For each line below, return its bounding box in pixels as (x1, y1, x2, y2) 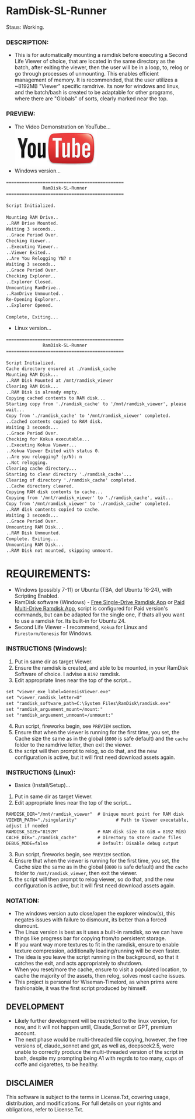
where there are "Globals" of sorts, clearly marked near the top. (14, 95, 168, 102)
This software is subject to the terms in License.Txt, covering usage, (6, 1093, 170, 1100)
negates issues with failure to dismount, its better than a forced (14, 916, 167, 923)
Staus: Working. (6, 23, 45, 30)
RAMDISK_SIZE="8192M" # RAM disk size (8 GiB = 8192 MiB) (6, 829, 187, 835)
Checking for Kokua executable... (6, 436, 90, 442)
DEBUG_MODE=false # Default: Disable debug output (6, 840, 179, 847)
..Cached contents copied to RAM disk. (6, 418, 103, 425)
